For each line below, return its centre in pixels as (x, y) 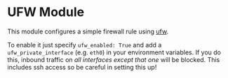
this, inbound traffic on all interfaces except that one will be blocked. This (114, 59)
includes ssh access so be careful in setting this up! (82, 67)
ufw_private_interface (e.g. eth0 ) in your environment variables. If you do (114, 52)
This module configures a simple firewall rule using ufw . (88, 31)
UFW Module (46, 12)
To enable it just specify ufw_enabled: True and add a (85, 45)
